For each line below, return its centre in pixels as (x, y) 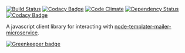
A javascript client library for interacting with (60, 27)
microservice (22, 33)
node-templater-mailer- (143, 27)
